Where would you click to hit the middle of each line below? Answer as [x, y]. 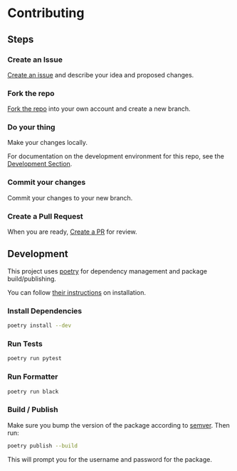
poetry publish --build [43, 445]
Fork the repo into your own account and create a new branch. [99, 109]
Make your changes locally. [47, 143]
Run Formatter [33, 377]
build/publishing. [32, 278]
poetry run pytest [35, 359]
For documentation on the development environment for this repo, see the [116, 156]
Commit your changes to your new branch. [70, 197]
